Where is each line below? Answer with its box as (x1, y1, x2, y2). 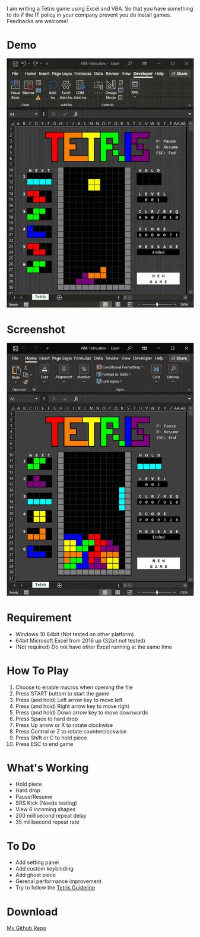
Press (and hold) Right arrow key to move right (15, 703, 129, 710)
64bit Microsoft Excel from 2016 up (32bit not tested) (15, 637, 146, 644)
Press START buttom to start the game (15, 690, 110, 697)
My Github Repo (7, 925, 46, 932)
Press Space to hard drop (15, 715, 78, 722)
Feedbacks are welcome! (7, 18, 68, 24)
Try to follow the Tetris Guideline (15, 884, 96, 891)
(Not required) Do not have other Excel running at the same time (15, 643, 173, 650)
